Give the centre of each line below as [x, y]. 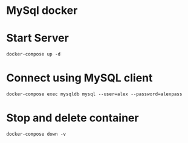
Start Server [38, 38]
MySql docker [42, 11]
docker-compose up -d [34, 54]
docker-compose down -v [36, 134]
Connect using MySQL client [79, 78]
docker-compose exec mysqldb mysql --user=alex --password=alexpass [94, 94]
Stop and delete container [73, 118]
